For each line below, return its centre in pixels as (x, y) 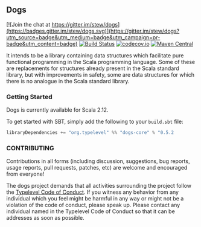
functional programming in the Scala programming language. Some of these (101, 62)
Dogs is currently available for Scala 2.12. (57, 110)
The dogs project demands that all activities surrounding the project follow (99, 186)
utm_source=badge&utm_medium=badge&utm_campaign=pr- (83, 37)
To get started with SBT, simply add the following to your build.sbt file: (95, 122)
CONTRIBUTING (30, 148)
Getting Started (29, 97)
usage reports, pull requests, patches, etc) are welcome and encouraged (97, 168)
